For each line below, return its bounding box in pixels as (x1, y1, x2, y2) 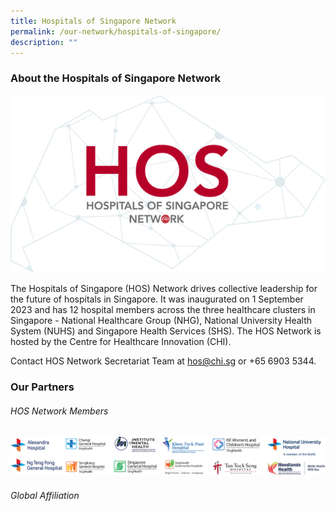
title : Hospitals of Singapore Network (10, 16, 177, 26)
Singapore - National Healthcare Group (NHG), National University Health (10, 315, 313, 327)
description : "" (10, 37, 78, 47)
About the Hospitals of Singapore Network (10, 71, 222, 85)
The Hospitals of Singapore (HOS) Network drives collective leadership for (10, 283, 318, 295)
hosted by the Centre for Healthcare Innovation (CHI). (10, 336, 232, 348)
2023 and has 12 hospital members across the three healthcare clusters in (10, 304, 316, 316)
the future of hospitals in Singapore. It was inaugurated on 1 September (10, 293, 304, 305)
